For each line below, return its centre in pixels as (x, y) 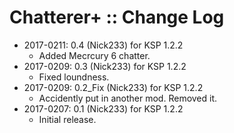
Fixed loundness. (74, 77)
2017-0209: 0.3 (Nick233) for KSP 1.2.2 (105, 66)
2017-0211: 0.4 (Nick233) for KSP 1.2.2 (103, 45)
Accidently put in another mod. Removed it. (128, 98)
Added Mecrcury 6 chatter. (94, 55)
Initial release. (67, 119)
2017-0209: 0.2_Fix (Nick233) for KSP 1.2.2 (113, 87)
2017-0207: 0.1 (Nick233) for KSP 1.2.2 (103, 108)
